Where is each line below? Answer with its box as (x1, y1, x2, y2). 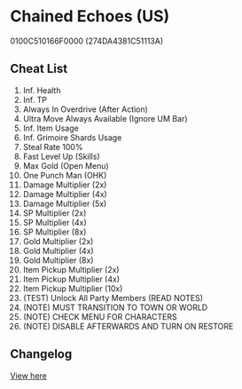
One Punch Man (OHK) (22, 170, 107, 180)
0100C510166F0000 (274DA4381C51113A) (10, 36, 163, 46)
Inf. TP (22, 94, 48, 105)
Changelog (10, 346, 73, 361)
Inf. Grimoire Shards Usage (22, 131, 122, 143)
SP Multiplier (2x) (22, 207, 87, 218)
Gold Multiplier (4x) (22, 245, 94, 256)
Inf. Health (22, 84, 61, 95)
